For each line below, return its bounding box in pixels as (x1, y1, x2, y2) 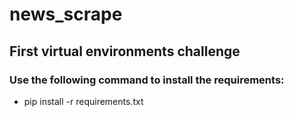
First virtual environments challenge (9, 43, 241, 60)
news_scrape (9, 3, 123, 26)
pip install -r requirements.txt (23, 95, 144, 107)
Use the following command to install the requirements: (9, 73, 285, 87)
